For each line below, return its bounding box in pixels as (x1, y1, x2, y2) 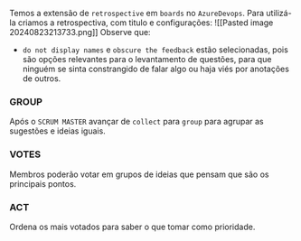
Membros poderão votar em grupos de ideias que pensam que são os (9, 169, 269, 180)
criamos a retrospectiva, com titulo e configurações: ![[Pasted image (17, 17, 274, 28)
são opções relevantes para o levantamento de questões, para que (22, 54, 272, 64)
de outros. (22, 73, 61, 84)
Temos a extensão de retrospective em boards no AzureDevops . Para (9, 8, 265, 18)
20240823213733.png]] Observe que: (9, 27, 151, 37)
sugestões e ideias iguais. (9, 125, 106, 136)
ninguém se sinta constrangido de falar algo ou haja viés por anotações (22, 63, 289, 74)
